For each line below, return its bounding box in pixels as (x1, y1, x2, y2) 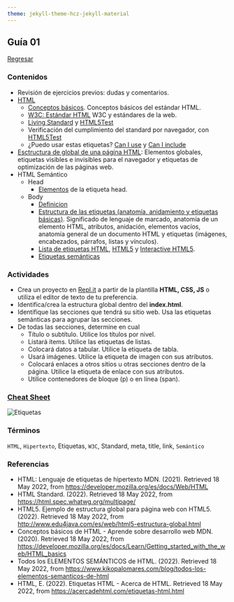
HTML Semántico (17, 170, 68, 179)
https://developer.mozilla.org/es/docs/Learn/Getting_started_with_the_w (17, 542, 226, 550)
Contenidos (7, 72, 48, 82)
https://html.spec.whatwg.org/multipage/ (17, 497, 136, 505)
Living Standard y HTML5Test (27, 118, 114, 126)
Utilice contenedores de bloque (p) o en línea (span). (27, 375, 180, 383)
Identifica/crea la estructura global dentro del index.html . (17, 301, 184, 309)
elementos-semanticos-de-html (17, 572, 110, 580)
